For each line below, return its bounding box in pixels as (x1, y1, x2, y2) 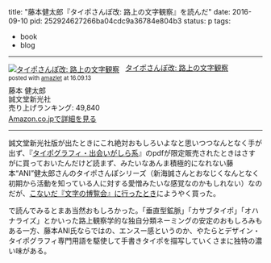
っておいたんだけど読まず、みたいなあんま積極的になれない (29, 158, 227, 168)
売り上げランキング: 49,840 (8, 102, 101, 112)
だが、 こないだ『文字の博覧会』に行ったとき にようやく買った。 (8, 189, 220, 198)
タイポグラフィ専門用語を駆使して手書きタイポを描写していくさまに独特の (8, 236, 256, 246)
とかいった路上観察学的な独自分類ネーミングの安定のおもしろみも (43, 216, 263, 226)
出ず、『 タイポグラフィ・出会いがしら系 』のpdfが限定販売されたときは (8, 148, 242, 158)
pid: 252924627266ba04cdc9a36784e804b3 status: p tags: (29, 16, 231, 26)
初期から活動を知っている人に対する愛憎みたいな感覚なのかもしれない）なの (8, 178, 263, 188)
